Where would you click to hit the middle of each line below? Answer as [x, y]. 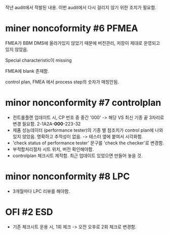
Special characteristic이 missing [38, 60]
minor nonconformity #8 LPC [68, 177]
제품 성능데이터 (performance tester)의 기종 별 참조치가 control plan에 [83, 130]
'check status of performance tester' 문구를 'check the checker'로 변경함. [88, 143]
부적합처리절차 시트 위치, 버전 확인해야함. [53, 149]
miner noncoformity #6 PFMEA [72, 28]
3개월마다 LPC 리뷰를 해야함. [41, 191]
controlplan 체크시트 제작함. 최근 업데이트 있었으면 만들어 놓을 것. [77, 155]
